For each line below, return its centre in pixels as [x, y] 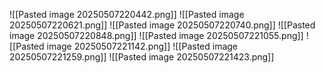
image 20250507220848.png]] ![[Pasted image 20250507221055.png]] [156, 35]
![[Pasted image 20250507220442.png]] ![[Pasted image [127, 14]
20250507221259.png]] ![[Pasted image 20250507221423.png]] [142, 57]
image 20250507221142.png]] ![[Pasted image [142, 46]
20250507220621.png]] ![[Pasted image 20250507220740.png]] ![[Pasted [162, 25]
